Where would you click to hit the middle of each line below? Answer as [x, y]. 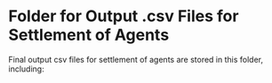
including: [27, 69]
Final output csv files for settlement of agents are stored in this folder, [136, 59]
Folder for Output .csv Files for [124, 16]
